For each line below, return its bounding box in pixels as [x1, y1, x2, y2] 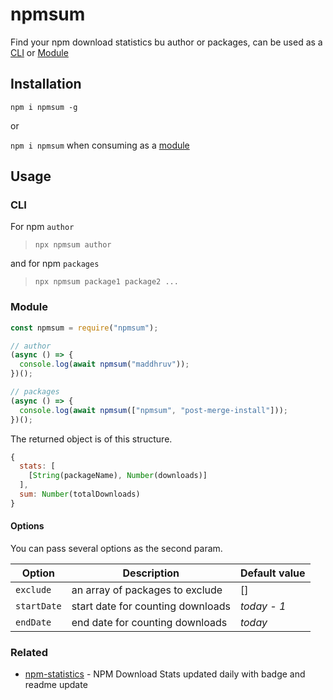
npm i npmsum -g [10, 102, 78, 112]
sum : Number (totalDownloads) [19, 489, 141, 500]
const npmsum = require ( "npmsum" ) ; [10, 323, 159, 333]
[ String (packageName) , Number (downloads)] [28, 471, 208, 481]
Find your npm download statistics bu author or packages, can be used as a [10, 36, 323, 48]
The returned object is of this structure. [10, 433, 173, 445]
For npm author [10, 221, 75, 233]
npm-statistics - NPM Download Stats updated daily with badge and [24, 668, 306, 680]
